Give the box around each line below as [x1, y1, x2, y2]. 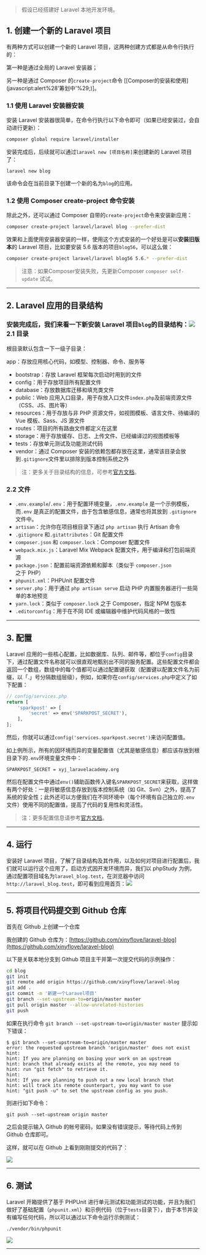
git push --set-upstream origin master [6, 1111, 109, 1118]
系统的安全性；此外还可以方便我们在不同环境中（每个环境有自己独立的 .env [6, 794, 195, 801]
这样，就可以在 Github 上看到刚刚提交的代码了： [6, 1143, 129, 1151]
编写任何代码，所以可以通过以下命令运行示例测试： [11, 1213, 141, 1221]
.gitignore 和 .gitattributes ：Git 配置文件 [15, 531, 124, 539]
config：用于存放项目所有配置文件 [15, 378, 102, 386]
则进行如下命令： [6, 1099, 50, 1107]
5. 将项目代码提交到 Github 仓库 [6, 905, 127, 916]
